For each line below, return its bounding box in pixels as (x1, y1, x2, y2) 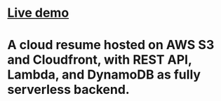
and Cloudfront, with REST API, (7, 52, 192, 68)
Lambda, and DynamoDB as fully (7, 67, 201, 83)
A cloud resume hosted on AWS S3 (7, 37, 215, 53)
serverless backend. (7, 82, 130, 97)
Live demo (7, 5, 69, 21)
